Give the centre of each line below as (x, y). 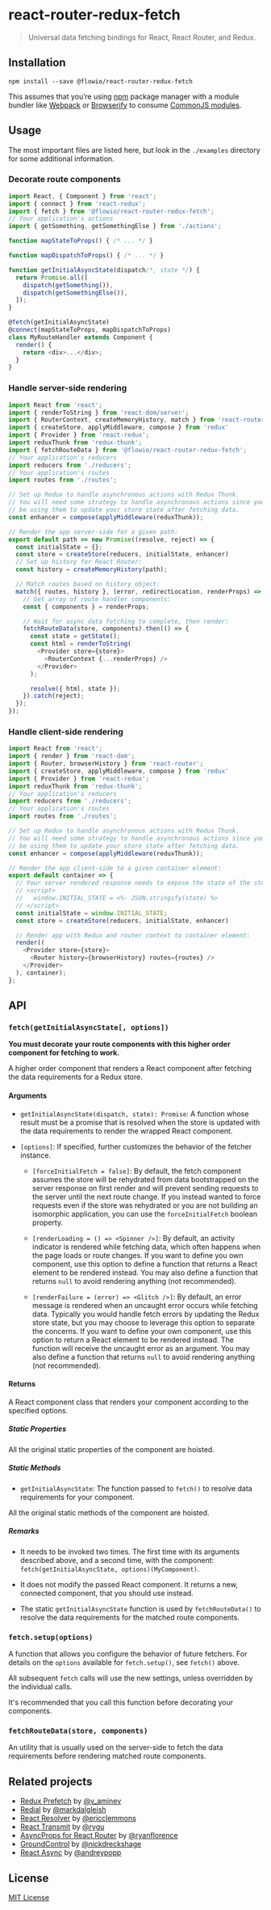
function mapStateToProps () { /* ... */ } (81, 241)
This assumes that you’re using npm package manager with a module (124, 96)
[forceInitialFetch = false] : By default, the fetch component (137, 1171)
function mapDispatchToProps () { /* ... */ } (86, 256)
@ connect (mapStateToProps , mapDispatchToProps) (90, 330)
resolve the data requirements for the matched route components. (130, 1617)
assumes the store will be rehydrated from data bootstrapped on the (146, 1179)
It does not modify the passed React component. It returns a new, (129, 1584)
